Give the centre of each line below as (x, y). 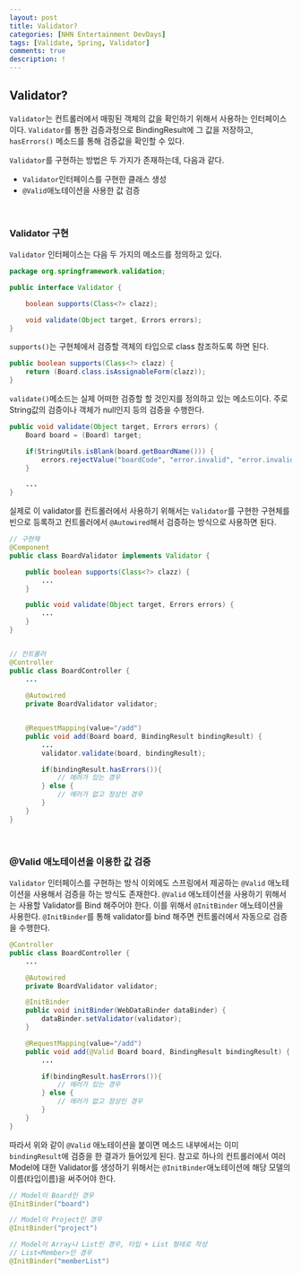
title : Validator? (43, 26)
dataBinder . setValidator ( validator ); (112, 1019)
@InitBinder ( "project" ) (54, 1228)
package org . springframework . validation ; (88, 272)
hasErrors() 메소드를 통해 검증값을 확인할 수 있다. (97, 141)
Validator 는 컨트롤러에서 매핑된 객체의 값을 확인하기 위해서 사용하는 (129, 119)
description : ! (38, 59)
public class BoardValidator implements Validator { (110, 556)
